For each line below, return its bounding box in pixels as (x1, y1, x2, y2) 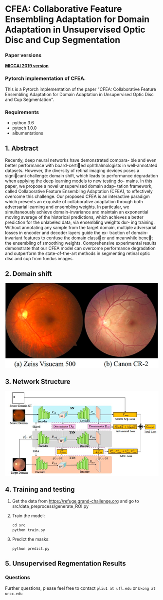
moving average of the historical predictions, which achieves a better (5, 214, 144, 220)
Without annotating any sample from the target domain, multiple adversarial (5, 224, 157, 230)
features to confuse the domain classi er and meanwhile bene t (23, 235, 153, 241)
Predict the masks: (12, 536, 50, 542)
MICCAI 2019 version (5, 63, 49, 69)
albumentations (12, 130, 44, 136)
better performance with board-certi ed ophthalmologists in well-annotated (5, 162, 158, 168)
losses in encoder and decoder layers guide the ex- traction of (5, 230, 130, 235)
